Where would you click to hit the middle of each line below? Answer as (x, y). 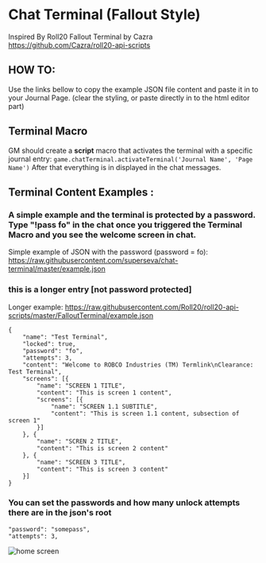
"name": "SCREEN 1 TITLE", (81, 386)
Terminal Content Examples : (81, 192)
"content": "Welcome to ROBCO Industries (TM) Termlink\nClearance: (138, 365)
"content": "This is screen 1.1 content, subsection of (145, 414)
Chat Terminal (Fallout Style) (104, 15)
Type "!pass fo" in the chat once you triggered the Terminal (125, 224)
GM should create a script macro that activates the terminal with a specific (131, 150)
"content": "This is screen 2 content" (103, 448)
